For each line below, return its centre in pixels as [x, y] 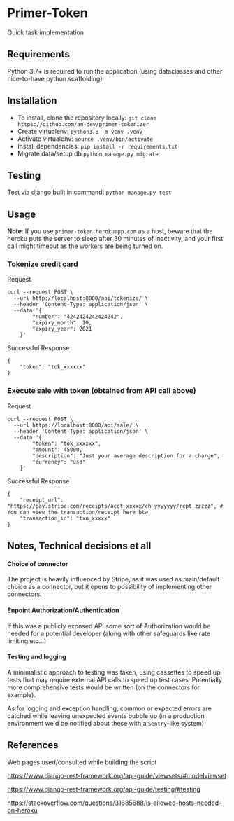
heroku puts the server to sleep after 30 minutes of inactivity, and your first [115, 239]
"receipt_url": [42, 500]
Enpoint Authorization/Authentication [63, 610]
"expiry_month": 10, [62, 323]
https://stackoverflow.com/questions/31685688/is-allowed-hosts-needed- [115, 803]
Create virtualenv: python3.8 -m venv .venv [80, 131]
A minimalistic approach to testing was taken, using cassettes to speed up [114, 672]
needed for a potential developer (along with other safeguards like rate [109, 633]
